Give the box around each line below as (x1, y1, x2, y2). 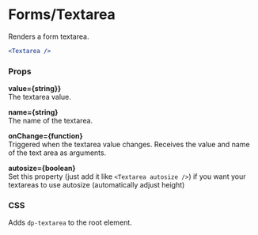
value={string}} (8, 84, 62, 93)
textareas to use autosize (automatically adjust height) (8, 180, 185, 190)
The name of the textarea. (8, 116, 93, 126)
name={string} (8, 108, 59, 117)
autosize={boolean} (8, 164, 77, 173)
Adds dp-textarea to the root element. (8, 218, 132, 227)
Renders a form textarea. (8, 32, 89, 41)
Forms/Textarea (8, 6, 116, 24)
